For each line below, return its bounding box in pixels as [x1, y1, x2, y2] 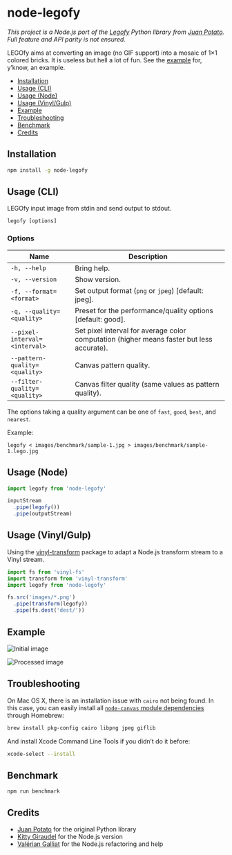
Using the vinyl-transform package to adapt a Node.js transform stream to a [7, 547, 223, 556]
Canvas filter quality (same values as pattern [75, 379, 220, 389]
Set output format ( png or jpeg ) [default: [75, 285, 204, 295]
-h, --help [10, 264, 46, 272]
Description [128, 252, 168, 261]
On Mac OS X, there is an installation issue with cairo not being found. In [7, 696, 214, 705]
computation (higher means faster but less [75, 334, 213, 344]
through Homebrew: [7, 711, 64, 719]
